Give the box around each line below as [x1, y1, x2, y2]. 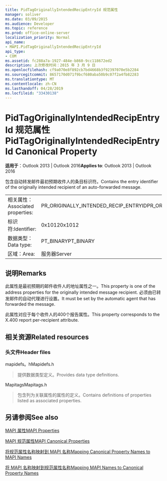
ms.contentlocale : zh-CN [5, 81, 57, 86]
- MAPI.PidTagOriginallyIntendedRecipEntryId [5, 44, 101, 49]
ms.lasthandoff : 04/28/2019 [5, 86, 64, 91]
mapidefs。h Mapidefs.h [5, 361, 55, 367]
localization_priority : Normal [5, 35, 70, 40]
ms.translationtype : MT [5, 77, 55, 82]
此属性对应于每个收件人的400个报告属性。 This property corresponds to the [5, 312, 160, 318]
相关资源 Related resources [5, 333, 89, 341]
